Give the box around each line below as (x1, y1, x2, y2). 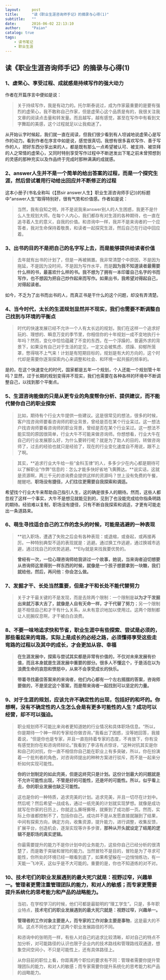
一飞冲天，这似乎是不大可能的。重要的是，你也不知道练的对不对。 (26, 860, 161, 866)
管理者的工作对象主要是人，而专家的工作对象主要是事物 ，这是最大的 (17, 917, 156, 924)
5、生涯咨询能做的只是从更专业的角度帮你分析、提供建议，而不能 (5, 393, 160, 400)
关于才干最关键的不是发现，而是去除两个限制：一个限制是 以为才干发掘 (17, 595, 161, 601)
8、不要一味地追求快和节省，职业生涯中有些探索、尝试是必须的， (5, 627, 161, 634)
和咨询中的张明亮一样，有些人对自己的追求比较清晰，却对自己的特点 (17, 934, 156, 940)
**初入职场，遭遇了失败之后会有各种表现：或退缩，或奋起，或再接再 (17, 533, 156, 539)
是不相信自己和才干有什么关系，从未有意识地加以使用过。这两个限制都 (17, 607, 161, 613)
